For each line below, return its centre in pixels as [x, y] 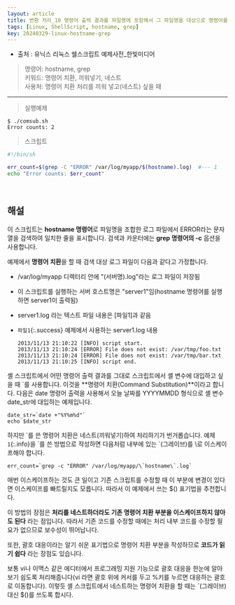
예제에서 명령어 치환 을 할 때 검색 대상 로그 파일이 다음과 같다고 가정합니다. [108, 261]
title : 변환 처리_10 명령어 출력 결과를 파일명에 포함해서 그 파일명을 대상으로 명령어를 [118, 20]
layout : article [31, 14]
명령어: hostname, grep [57, 69]
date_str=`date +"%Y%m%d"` [47, 415]
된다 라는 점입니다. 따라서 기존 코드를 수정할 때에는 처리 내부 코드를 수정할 [115, 521]
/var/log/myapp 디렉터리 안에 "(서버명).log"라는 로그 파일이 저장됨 [109, 276]
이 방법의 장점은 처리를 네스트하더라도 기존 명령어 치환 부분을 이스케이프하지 [110, 512]
